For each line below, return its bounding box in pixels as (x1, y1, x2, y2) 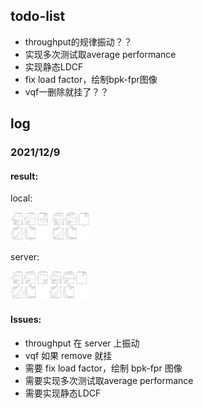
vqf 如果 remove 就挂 (24, 349, 113, 361)
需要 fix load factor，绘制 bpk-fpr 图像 (24, 362, 183, 374)
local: (10, 192, 33, 204)
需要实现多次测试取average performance (24, 374, 194, 386)
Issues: (10, 314, 42, 326)
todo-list (10, 8, 66, 25)
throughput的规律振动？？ (24, 35, 133, 48)
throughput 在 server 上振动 (24, 337, 140, 349)
